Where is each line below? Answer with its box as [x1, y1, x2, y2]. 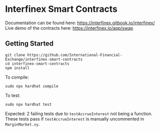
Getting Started [5, 40, 54, 48]
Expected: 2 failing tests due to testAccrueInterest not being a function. [5, 110, 153, 117]
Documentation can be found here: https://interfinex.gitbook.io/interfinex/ [5, 20, 155, 26]
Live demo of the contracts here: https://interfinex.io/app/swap [5, 25, 133, 31]
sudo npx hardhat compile [5, 84, 58, 88]
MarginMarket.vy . [5, 121, 40, 127]
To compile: [5, 74, 29, 80]
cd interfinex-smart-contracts [5, 61, 70, 66]
